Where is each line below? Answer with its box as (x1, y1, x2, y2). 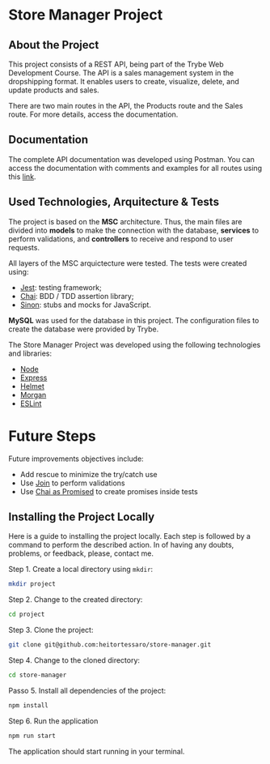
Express (19, 373, 48, 382)
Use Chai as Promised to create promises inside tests (19, 486, 198, 496)
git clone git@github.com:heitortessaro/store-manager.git (8, 641, 212, 649)
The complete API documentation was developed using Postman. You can (8, 154, 255, 164)
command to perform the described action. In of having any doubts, (8, 540, 234, 550)
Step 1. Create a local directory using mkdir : (8, 565, 154, 574)
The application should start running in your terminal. (8, 746, 185, 756)
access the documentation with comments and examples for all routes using (8, 163, 263, 173)
